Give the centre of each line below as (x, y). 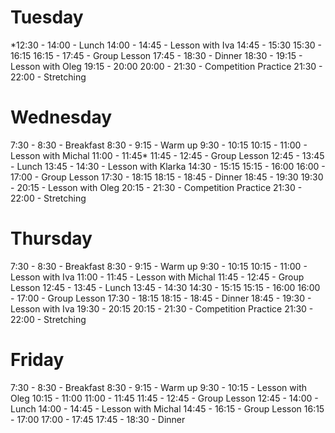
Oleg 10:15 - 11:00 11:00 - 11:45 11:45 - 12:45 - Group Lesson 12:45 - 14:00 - (164, 398)
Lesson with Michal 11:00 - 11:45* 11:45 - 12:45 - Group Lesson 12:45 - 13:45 (167, 155)
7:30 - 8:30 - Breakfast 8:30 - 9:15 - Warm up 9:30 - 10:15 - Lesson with (159, 387)
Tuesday (47, 17)
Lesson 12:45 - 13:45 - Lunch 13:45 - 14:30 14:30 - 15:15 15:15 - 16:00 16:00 (165, 287)
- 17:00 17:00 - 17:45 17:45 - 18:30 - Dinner (98, 419)
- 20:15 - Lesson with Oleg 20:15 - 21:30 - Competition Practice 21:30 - (156, 187)
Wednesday (61, 117)
